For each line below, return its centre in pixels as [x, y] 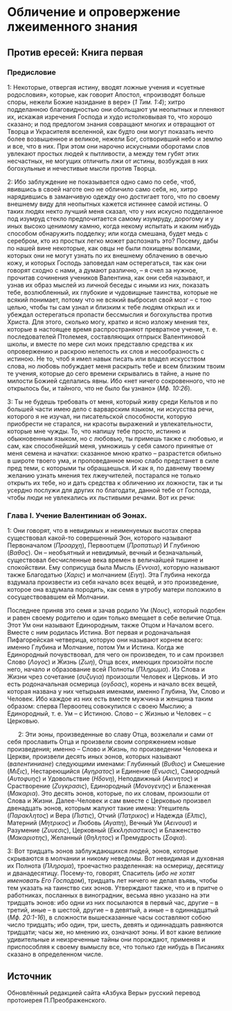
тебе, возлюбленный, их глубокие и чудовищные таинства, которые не [113, 292]
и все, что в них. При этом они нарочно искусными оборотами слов [108, 146]
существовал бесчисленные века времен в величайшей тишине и [105, 560]
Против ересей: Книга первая [75, 52]
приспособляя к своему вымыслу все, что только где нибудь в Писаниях [116, 947]
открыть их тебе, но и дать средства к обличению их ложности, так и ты [115, 482]
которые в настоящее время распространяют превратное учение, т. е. [113, 329]
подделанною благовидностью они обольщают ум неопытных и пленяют [116, 109]
